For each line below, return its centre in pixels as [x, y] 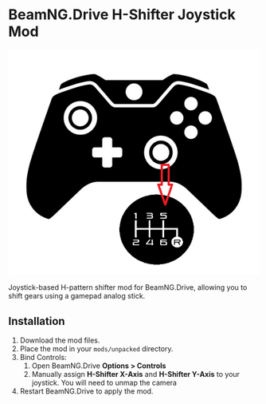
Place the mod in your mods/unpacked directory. [96, 349]
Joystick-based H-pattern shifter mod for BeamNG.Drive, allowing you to [128, 287]
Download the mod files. [60, 340]
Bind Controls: [43, 358]
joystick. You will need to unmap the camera [104, 383]
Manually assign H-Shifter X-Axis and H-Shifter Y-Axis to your [136, 374]
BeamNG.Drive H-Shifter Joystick [122, 15]
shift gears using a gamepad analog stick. [77, 296]
